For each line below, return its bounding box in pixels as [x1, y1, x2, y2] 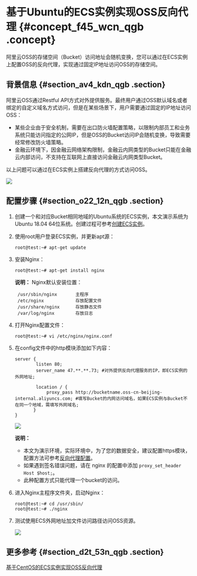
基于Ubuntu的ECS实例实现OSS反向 [6, 5, 178, 19]
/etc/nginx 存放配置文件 [17, 298, 102, 304]
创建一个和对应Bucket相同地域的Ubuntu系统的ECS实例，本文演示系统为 [14, 213, 189, 220]
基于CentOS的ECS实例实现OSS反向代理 [6, 564, 103, 571]
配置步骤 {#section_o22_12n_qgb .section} [6, 196, 164, 206]
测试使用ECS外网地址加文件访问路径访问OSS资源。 [14, 517, 139, 524]
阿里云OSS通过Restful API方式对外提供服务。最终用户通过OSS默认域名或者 [6, 96, 188, 103]
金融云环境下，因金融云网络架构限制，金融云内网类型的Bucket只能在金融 [14, 146, 192, 153]
